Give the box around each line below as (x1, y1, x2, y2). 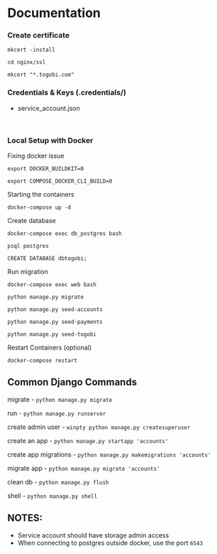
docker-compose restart (7, 357, 78, 364)
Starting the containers (7, 190, 74, 199)
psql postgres (7, 243, 50, 250)
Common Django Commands (7, 376, 137, 389)
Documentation (7, 5, 101, 21)
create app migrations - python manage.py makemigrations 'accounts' (7, 450, 211, 459)
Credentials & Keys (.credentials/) (7, 87, 126, 97)
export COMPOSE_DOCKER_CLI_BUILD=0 (7, 178, 113, 185)
